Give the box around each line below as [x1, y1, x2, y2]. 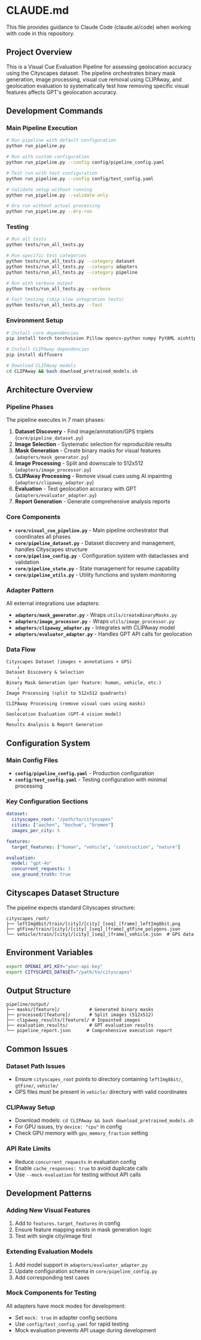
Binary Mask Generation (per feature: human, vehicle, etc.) [6, 680, 162, 686]
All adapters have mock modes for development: [6, 1302, 126, 1309]
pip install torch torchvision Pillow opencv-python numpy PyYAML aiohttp [6, 335, 197, 341]
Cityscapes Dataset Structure [6, 888, 120, 899]
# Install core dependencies [6, 330, 79, 336]
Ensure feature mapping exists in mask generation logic [14, 1226, 153, 1233]
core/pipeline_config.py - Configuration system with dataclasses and [14, 552, 189, 559]
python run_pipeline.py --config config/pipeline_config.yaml [6, 159, 165, 165]
